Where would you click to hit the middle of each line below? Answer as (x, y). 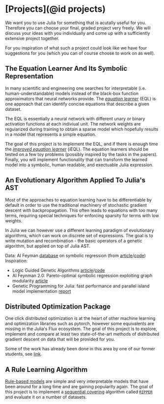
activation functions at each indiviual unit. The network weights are (73, 124)
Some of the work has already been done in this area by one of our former (80, 349)
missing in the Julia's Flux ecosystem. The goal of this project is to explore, (81, 329)
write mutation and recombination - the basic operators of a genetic (74, 241)
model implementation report (41, 291)
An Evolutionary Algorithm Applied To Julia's (75, 180)
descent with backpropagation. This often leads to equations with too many (82, 210)
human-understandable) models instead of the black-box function (72, 93)
